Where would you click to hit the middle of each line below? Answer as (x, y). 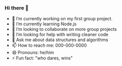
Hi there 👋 (17, 8)
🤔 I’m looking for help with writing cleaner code (60, 35)
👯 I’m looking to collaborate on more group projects (64, 29)
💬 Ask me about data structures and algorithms (60, 40)
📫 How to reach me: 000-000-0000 (49, 45)
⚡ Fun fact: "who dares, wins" (42, 58)
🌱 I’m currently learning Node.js (44, 24)
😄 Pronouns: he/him (33, 53)
